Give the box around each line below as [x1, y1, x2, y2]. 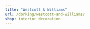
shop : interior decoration [5, 16, 61, 21]
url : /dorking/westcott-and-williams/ [5, 12, 85, 17]
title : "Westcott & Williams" [5, 7, 68, 12]
